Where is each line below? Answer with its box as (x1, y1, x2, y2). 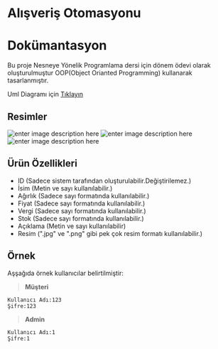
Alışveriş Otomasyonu (7, 5, 141, 21)
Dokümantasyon (7, 38, 107, 54)
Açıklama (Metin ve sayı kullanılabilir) (17, 222, 126, 230)
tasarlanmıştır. (7, 76, 49, 85)
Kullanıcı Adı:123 (7, 296, 62, 304)
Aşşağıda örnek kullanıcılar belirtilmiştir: (7, 269, 124, 277)
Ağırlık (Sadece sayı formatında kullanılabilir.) (17, 191, 150, 200)
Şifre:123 (7, 302, 37, 310)
